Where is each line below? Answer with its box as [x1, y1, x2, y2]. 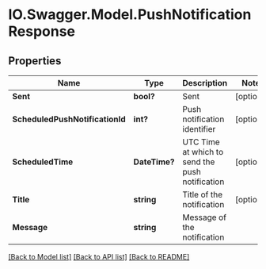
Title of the [182, 189, 223, 200]
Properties [8, 54, 62, 67]
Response [8, 22, 76, 40]
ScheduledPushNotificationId [12, 113, 127, 125]
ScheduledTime [12, 156, 74, 167]
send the [182, 156, 215, 167]
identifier [182, 124, 216, 134]
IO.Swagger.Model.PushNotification [8, 6, 252, 24]
